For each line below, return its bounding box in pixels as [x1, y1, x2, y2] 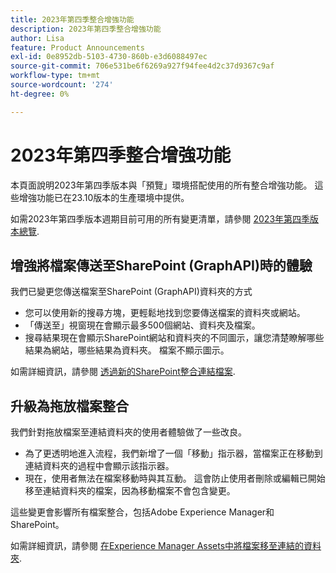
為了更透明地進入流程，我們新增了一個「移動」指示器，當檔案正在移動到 [24, 447, 323, 460]
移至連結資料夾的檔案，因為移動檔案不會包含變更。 [24, 485, 236, 497]
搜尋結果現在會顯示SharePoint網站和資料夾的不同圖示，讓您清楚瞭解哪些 [24, 332, 325, 344]
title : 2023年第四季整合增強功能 [10, 14, 135, 25]
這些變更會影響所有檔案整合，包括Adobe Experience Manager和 [10, 506, 275, 518]
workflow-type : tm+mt [10, 71, 101, 81]
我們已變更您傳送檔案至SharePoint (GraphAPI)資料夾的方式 [10, 286, 253, 298]
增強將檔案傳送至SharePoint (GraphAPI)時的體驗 [10, 257, 313, 274]
